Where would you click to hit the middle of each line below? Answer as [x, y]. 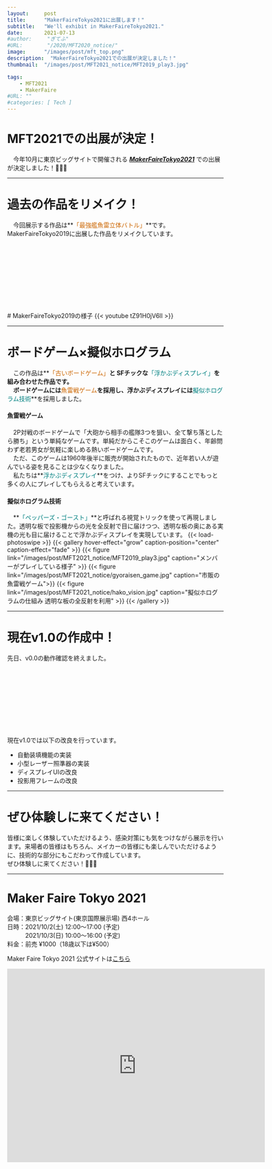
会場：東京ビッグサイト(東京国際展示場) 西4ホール [78, 919]
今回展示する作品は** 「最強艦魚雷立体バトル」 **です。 [91, 225]
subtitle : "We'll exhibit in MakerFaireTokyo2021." [86, 26]
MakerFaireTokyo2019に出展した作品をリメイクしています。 [92, 233]
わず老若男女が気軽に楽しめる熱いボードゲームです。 [82, 450]
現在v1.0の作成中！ [61, 638]
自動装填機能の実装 [44, 755]
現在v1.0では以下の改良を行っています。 [64, 740]
